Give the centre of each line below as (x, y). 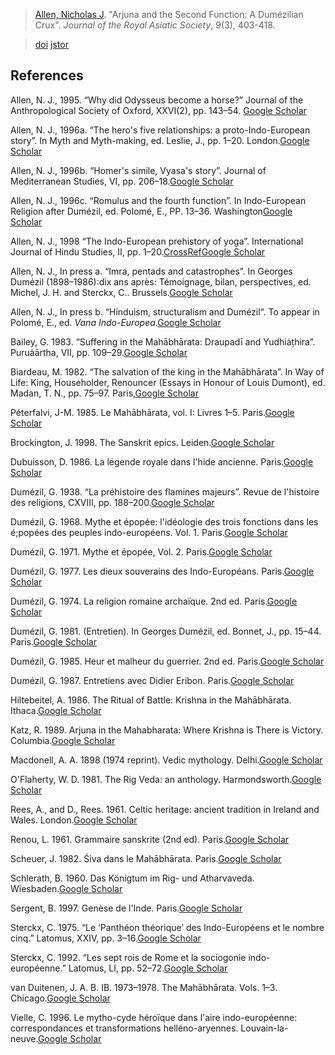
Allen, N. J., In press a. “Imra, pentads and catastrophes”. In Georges (151, 271)
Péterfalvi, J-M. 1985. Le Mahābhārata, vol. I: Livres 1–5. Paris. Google (152, 412)
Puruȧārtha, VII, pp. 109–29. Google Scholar (99, 352)
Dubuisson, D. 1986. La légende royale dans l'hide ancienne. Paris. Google (162, 461)
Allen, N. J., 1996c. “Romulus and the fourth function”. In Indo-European (158, 200)
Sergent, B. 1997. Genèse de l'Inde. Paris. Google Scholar (126, 908)
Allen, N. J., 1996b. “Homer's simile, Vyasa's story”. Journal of (138, 170)
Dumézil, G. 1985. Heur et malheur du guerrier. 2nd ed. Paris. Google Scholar (167, 661)
